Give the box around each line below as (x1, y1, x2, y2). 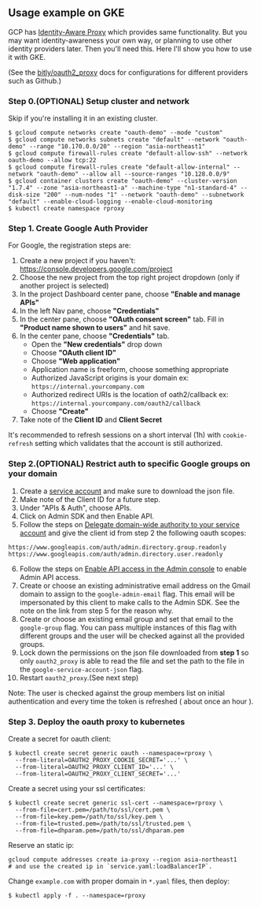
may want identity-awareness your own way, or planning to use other (8, 35, 233, 45)
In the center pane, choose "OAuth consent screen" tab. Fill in (19, 314, 224, 324)
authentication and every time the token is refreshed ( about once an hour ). (8, 697, 254, 706)
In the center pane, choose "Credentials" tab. (19, 331, 170, 341)
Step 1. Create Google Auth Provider (8, 223, 149, 234)
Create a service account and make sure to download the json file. (19, 486, 235, 496)
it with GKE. (8, 52, 46, 61)
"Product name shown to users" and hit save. (19, 323, 171, 333)
